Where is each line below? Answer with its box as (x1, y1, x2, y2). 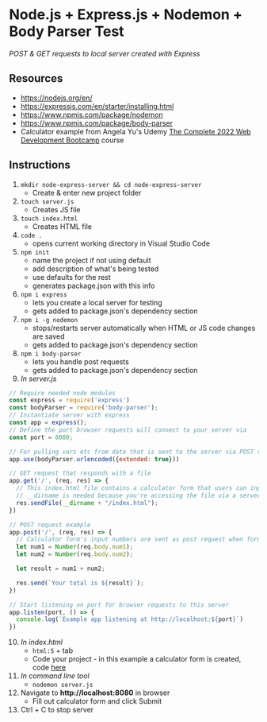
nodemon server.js (32, 681, 93, 689)
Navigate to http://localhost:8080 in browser (20, 688, 170, 697)
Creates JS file (32, 204, 81, 214)
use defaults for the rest (32, 272, 112, 281)
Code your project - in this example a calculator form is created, (32, 654, 242, 664)
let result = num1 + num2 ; (16, 565, 105, 573)
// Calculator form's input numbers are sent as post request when (16, 535, 244, 544)
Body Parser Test (9, 22, 125, 41)
